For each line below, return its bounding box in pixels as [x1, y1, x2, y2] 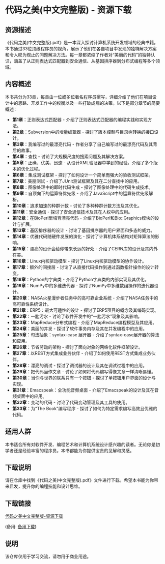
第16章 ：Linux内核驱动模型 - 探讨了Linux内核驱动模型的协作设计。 [12, 258, 147, 264]
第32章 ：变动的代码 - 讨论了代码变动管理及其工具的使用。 [12, 399, 130, 405]
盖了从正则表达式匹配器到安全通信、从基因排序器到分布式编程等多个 [18, 58, 156, 64]
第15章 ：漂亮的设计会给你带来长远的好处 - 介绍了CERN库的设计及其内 [12, 245, 154, 251]
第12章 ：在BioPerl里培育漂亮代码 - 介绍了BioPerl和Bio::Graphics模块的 [12, 215, 155, 221]
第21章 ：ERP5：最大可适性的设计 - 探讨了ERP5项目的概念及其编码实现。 [12, 307, 159, 313]
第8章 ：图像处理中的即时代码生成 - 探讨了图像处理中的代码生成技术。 [12, 184, 153, 190]
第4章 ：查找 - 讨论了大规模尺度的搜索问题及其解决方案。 [12, 153, 128, 159]
